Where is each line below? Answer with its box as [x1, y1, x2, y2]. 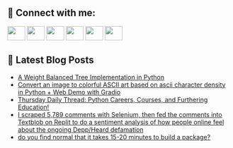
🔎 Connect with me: [7, 7, 96, 19]
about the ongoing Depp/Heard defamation [17, 125, 144, 134]
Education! [17, 103, 50, 111]
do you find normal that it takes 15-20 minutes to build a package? [17, 132, 211, 141]
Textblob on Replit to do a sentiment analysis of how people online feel [17, 118, 225, 126]
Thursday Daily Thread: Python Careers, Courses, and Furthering [17, 95, 208, 104]
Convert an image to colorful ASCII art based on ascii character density [17, 80, 226, 89]
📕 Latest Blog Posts [7, 54, 94, 66]
